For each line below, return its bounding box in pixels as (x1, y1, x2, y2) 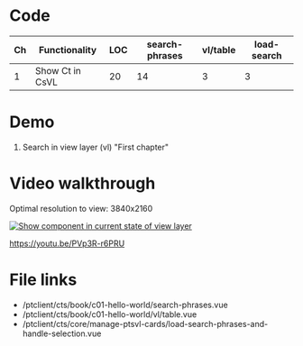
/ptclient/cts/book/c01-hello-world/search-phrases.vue (22, 299, 228, 310)
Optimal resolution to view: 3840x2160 (9, 203, 153, 214)
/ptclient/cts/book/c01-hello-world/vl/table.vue (22, 308, 197, 320)
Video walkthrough (9, 173, 156, 194)
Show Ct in (34, 64, 81, 77)
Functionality (39, 43, 97, 56)
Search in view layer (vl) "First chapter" (22, 141, 170, 152)
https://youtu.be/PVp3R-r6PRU (9, 238, 125, 249)
